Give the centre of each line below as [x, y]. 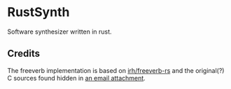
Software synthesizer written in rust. [59, 32]
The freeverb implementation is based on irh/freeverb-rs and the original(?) [116, 70]
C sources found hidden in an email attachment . [76, 78]
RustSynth [38, 12]
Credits [24, 54]
